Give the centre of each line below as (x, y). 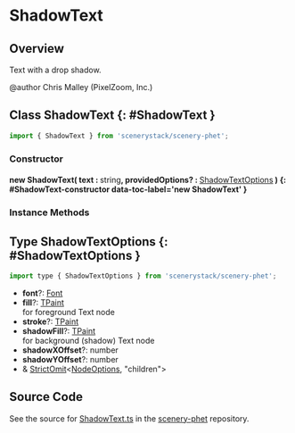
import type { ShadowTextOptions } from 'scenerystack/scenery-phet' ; (143, 276)
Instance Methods (49, 212)
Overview (37, 49)
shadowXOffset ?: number (70, 350)
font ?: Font (42, 293)
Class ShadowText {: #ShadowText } (112, 116)
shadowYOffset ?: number (70, 359)
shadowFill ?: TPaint (59, 330)
